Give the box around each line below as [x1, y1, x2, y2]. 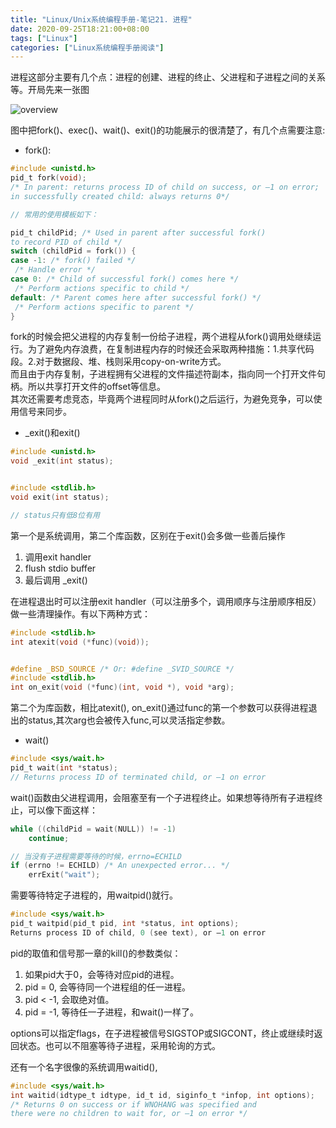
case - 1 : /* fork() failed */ [10, 256, 137, 266]
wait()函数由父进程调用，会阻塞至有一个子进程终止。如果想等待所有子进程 [10, 791, 315, 803]
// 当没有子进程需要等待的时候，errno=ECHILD [10, 851, 182, 861]
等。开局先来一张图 [10, 84, 90, 96]
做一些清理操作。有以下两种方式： [10, 607, 151, 620]
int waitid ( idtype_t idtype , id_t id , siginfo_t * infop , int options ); [10, 1090, 315, 1100]
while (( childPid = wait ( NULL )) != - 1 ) [10, 824, 177, 834]
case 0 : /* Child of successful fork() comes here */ [10, 274, 240, 284]
